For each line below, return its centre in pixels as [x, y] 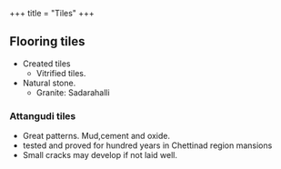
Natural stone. [49, 83]
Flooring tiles [47, 41]
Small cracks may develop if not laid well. [100, 155]
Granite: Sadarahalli [73, 92]
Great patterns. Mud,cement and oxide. [96, 136]
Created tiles [46, 64]
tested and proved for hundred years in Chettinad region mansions [147, 145]
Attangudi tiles [43, 115]
